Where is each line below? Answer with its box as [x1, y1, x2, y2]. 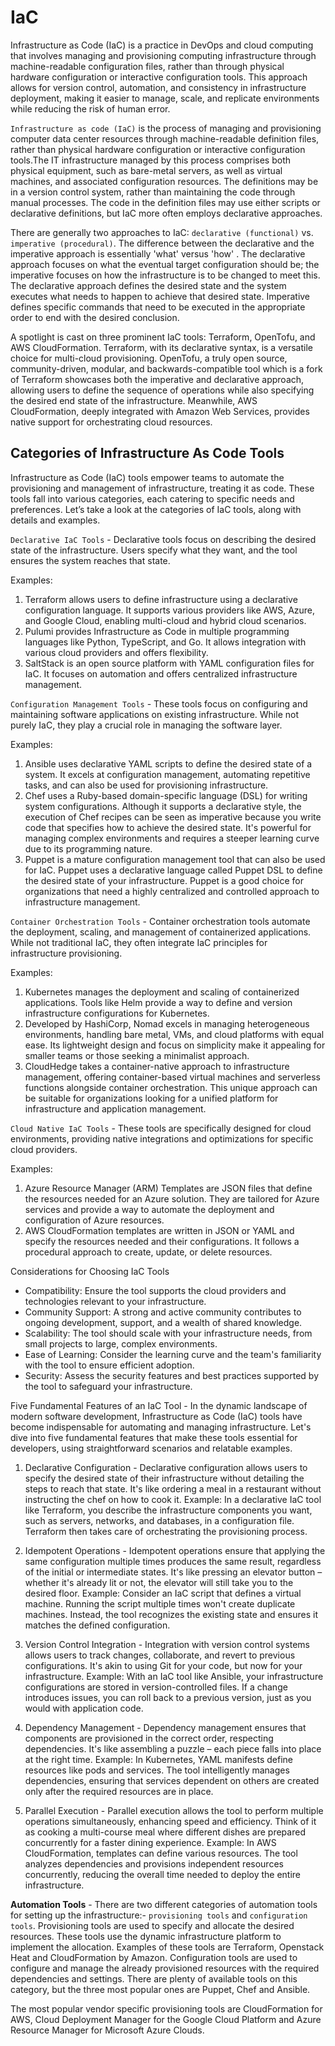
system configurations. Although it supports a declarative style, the [24, 800, 302, 812]
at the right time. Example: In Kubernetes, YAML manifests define [24, 1753, 294, 1765]
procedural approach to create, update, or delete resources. [24, 1246, 273, 1258]
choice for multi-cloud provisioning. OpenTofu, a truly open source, [10, 352, 288, 364]
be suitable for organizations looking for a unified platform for [24, 1092, 279, 1104]
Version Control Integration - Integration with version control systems [24, 1638, 310, 1650]
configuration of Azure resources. [24, 1214, 165, 1226]
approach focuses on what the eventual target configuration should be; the [10, 258, 320, 270]
